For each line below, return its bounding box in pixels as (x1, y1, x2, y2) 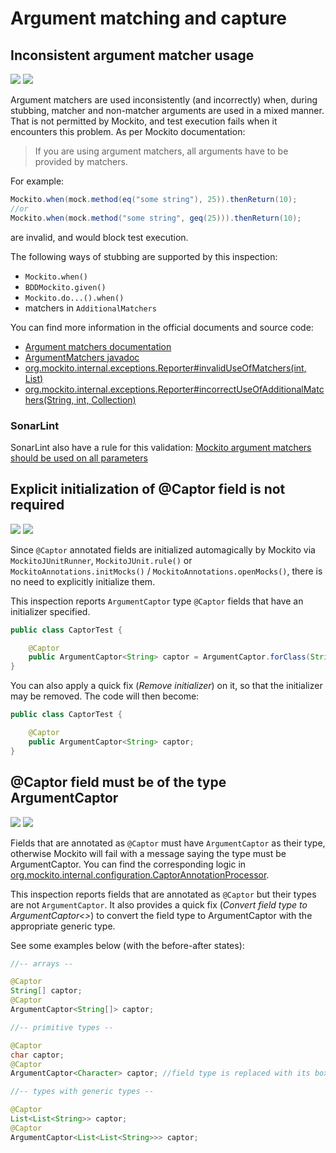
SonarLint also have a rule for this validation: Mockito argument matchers (10, 441, 312, 453)
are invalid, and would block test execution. (10, 231, 189, 243)
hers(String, (24, 393, 75, 406)
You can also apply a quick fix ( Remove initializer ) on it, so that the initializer (10, 680, 323, 692)
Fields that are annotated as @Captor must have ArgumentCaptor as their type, (10, 837, 326, 849)
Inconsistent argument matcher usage (10, 47, 255, 64)
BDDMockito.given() (24, 282, 107, 292)
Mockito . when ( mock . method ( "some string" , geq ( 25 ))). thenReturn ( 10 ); (10, 213, 302, 223)
